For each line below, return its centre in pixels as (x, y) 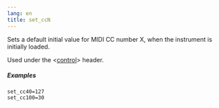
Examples (22, 75)
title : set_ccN (29, 20)
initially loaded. (29, 46)
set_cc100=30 (26, 98)
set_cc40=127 (26, 92)
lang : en (20, 13)
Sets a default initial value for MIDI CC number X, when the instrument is (109, 39)
